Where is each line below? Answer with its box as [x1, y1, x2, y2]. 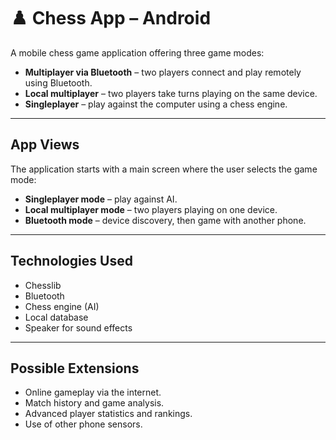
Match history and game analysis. [24, 397, 165, 409]
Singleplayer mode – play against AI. [24, 193, 178, 205]
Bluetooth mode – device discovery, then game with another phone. [24, 214, 307, 226]
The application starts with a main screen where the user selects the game [10, 163, 318, 175]
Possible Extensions [10, 360, 140, 377]
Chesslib [24, 279, 62, 291]
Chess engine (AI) [24, 300, 100, 312]
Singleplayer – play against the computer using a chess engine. [24, 98, 288, 110]
